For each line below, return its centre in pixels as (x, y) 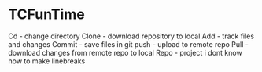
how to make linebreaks (47, 61)
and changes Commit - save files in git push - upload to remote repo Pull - (129, 44)
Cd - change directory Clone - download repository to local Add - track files (131, 36)
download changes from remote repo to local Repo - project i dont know (125, 52)
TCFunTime (46, 14)
